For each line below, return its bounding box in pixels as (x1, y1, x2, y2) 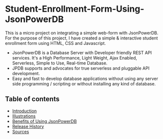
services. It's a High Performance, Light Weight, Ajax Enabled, (12, 55, 138, 60)
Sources (12, 128, 29, 135)
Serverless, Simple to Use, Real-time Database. (12, 60, 108, 66)
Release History (12, 123, 44, 129)
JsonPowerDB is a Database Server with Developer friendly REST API (12, 50, 152, 56)
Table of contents (5, 95, 60, 103)
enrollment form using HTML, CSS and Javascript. (5, 40, 106, 46)
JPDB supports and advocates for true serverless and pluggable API (12, 65, 150, 71)
